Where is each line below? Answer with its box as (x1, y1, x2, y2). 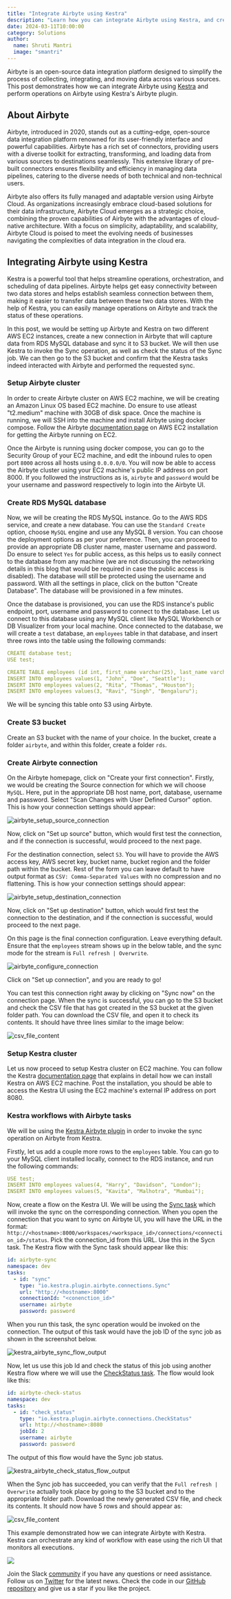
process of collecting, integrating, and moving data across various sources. (7, 74, 221, 83)
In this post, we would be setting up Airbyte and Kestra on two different (7, 325, 209, 333)
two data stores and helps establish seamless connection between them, (7, 289, 214, 297)
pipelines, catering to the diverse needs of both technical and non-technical (7, 172, 222, 180)
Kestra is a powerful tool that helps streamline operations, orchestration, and (7, 274, 224, 283)
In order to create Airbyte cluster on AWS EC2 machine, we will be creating (7, 394, 220, 402)
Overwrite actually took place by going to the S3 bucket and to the (7, 1487, 195, 1496)
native (7, 221, 25, 230)
